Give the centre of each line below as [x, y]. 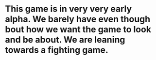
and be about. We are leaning [65, 40]
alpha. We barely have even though [78, 19]
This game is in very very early [69, 9]
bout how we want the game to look [78, 30]
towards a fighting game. [57, 50]
